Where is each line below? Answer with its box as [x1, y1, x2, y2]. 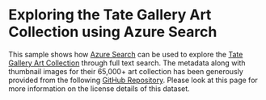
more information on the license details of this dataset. [8, 83, 190, 94]
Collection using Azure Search [8, 23, 217, 41]
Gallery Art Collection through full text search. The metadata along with [8, 58, 246, 68]
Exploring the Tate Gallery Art [8, 6, 212, 24]
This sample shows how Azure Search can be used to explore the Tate [8, 49, 243, 59]
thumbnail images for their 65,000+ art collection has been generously [8, 66, 244, 76]
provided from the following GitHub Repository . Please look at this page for [8, 75, 259, 85]
